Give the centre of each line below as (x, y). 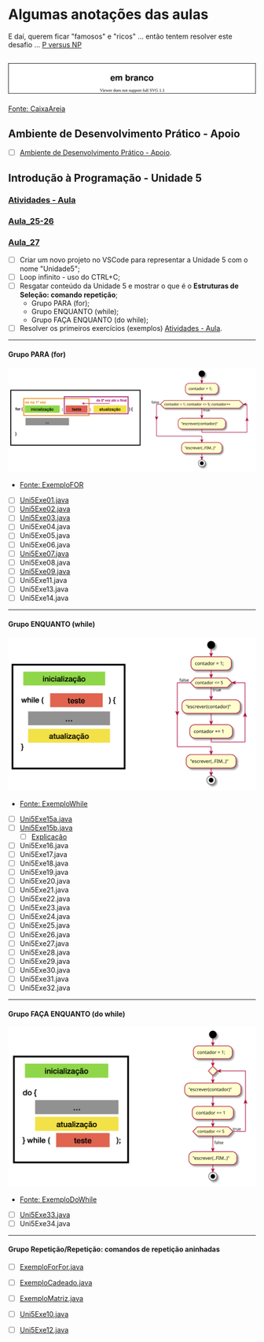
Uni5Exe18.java (44, 863)
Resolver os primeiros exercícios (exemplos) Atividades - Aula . (121, 328)
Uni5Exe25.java (45, 925)
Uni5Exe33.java (45, 1214)
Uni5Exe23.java (45, 908)
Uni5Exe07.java (44, 554)
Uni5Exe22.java (45, 899)
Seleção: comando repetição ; (68, 295)
